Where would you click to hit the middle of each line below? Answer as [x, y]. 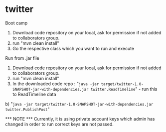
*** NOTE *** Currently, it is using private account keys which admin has [80, 119]
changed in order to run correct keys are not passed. [59, 124]
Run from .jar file [22, 58]
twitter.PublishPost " [27, 109]
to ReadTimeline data [34, 94]
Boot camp [16, 23]
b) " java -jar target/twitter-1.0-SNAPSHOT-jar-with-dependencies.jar [79, 104]
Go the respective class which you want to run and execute [73, 48]
